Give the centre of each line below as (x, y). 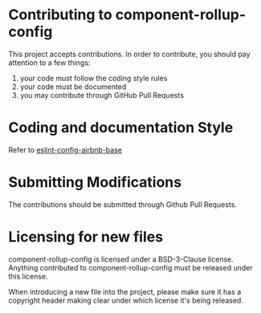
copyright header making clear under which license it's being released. (126, 300)
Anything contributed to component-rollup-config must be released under (130, 267)
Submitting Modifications (95, 183)
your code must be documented (73, 87)
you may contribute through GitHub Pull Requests (102, 95)
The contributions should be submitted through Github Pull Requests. (122, 204)
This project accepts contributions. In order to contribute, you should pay (129, 54)
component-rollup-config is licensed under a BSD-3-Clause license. (121, 259)
